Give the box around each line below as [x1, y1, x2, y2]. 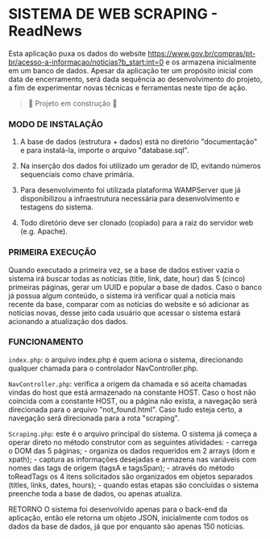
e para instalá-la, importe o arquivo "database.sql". [19, 146, 189, 155]
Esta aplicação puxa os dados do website [8, 48, 147, 58]
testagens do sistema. [19, 202, 94, 212]
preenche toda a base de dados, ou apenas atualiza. [8, 488, 183, 498]
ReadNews [8, 22, 83, 40]
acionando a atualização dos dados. [8, 316, 129, 326]
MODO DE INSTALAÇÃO [8, 118, 103, 130]
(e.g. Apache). [19, 226, 69, 236]
